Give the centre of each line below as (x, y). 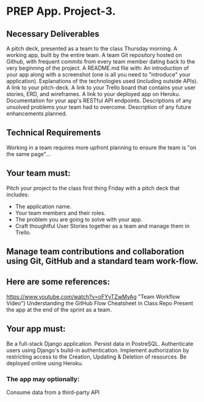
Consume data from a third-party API (53, 392)
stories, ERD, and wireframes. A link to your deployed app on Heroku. (93, 94)
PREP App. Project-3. (61, 11)
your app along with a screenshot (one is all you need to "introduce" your (99, 74)
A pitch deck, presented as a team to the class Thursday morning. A (92, 48)
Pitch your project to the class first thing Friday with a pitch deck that (93, 188)
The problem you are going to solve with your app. (78, 219)
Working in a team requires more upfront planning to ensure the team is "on (101, 147)
